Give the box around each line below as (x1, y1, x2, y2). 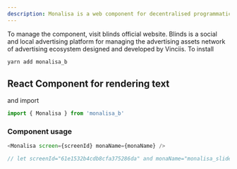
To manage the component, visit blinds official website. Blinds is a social (7, 30, 217, 38)
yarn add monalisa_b (7, 58, 68, 65)
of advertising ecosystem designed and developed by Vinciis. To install (7, 44, 214, 53)
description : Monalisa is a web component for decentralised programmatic (7, 10, 232, 18)
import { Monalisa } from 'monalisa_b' (7, 110, 125, 117)
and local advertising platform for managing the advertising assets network (7, 37, 226, 46)
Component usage (7, 127, 73, 137)
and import (7, 96, 39, 105)
